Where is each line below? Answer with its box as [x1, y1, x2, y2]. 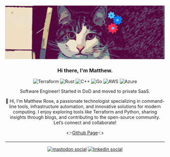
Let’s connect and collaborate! [53, 120, 117, 126]
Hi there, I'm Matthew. [57, 67, 113, 74]
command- [141, 98, 165, 104]
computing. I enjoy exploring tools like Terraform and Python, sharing [13, 109, 157, 115]
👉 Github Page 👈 [66, 130, 104, 136]
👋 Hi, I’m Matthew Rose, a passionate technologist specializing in [5, 98, 141, 104]
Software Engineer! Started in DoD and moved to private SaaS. [20, 88, 150, 94]
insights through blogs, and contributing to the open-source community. [10, 114, 160, 121]
